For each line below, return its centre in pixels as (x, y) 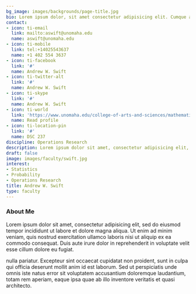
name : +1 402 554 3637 (39, 55)
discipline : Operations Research (47, 142)
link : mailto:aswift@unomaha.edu (52, 33)
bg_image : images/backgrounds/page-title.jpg (62, 11)
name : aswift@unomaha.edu (43, 39)
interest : (18, 164)
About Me (20, 211)
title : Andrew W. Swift (35, 186)
